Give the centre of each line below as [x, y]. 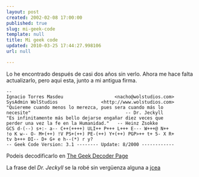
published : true [27, 23]
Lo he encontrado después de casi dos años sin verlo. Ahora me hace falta [100, 74]
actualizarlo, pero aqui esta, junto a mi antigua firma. [72, 80]
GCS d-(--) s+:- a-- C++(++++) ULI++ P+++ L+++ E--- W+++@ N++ [88, 129]
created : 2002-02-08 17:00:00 [44, 18]
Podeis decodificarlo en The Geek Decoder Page [67, 156]
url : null [19, 52]
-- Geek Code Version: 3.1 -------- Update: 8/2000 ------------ [90, 144]
